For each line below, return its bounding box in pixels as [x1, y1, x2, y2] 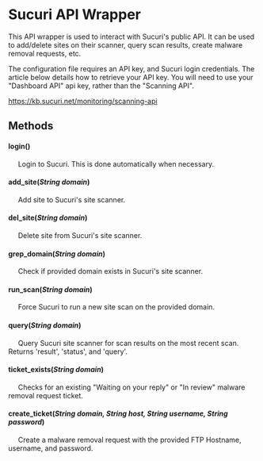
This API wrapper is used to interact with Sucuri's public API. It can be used [8, 32, 255, 41]
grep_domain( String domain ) [8, 248, 105, 259]
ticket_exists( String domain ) [8, 365, 105, 375]
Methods [8, 119, 54, 133]
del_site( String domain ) [8, 213, 88, 223]
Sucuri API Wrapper [8, 6, 141, 24]
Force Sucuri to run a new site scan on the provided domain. [17, 302, 215, 312]
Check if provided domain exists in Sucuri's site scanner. [17, 267, 204, 276]
